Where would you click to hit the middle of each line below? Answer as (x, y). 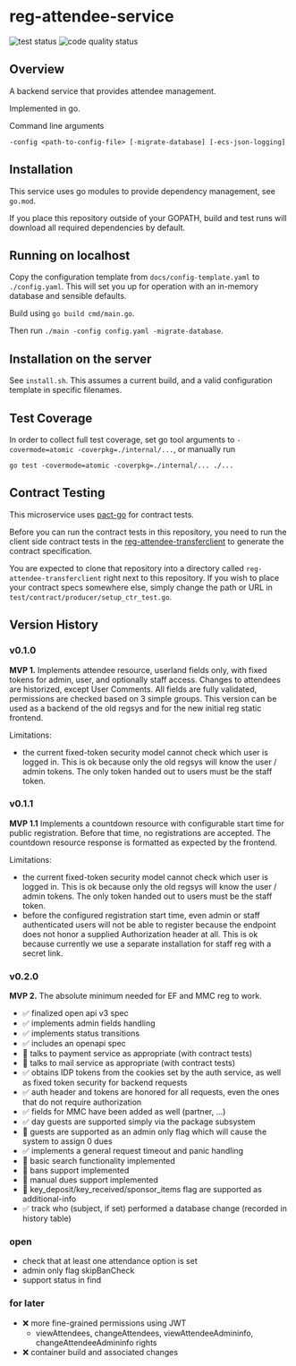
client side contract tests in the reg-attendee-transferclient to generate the (147, 541)
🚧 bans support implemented (76, 1171)
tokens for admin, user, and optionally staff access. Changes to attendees (145, 679)
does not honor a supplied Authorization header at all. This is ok (140, 934)
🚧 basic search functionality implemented (99, 1161)
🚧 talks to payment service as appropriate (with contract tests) (137, 1054)
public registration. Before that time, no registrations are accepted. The (140, 832)
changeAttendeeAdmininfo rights (96, 1342)
